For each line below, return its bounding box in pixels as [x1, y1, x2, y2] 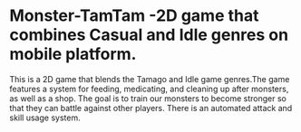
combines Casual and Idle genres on [9, 24, 288, 45]
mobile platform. [9, 44, 137, 64]
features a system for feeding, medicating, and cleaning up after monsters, [9, 83, 289, 94]
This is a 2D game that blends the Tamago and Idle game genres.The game [9, 73, 290, 84]
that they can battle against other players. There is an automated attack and [9, 102, 293, 113]
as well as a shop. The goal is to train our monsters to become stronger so [9, 92, 287, 104]
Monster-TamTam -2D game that [9, 5, 259, 26]
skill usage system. [9, 112, 81, 123]
